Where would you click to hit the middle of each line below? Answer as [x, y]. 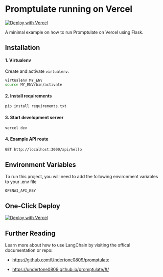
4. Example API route [27, 139]
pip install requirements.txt [36, 106]
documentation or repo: [29, 250]
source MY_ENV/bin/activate [34, 85]
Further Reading [30, 233]
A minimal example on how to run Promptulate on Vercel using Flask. [74, 32]
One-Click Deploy [33, 206]
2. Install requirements [29, 96]
